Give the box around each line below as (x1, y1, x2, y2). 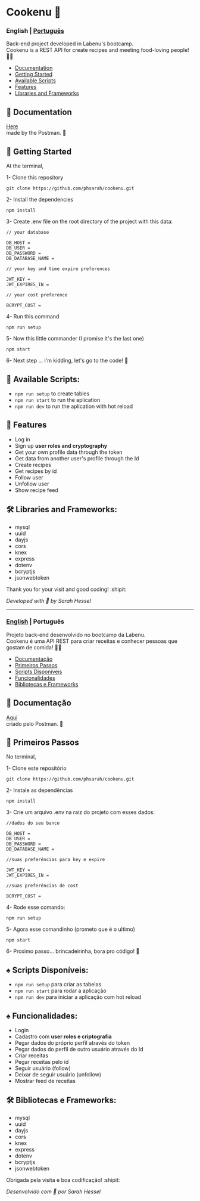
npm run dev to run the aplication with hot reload (14, 403, 133, 410)
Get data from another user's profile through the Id (14, 454, 139, 462)
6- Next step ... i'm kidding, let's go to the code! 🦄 (6, 357, 129, 364)
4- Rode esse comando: (6, 903, 65, 911)
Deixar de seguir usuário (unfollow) (14, 1071, 102, 1078)
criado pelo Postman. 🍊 (6, 720, 64, 727)
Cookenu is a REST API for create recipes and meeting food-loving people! (6, 47, 189, 54)
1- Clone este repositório (6, 764, 67, 772)
